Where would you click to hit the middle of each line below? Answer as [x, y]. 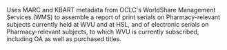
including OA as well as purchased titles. [64, 39]
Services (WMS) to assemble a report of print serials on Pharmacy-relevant [113, 17]
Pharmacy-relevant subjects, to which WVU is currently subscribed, [103, 32]
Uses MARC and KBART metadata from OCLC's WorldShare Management [111, 10]
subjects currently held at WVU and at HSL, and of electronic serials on [108, 24]
